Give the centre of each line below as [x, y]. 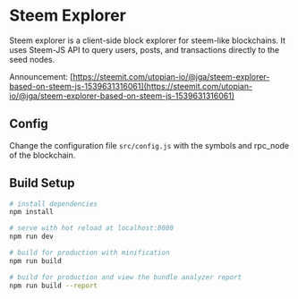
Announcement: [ [41, 76]
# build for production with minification [89, 253]
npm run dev [31, 237]
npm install [31, 212]
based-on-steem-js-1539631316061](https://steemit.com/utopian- [131, 86]
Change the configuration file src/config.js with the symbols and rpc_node [149, 145]
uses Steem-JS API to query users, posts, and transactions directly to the [145, 49]
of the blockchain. [43, 155]
